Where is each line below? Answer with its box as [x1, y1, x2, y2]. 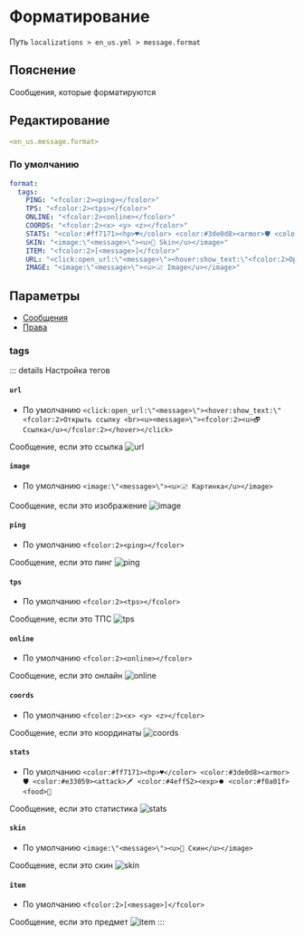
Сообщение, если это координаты [9, 727, 142, 738]
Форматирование [9, 6, 150, 27]
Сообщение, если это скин [9, 860, 113, 871]
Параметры [9, 288, 81, 304]
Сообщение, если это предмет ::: [9, 917, 165, 928]
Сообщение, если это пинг [9, 557, 113, 568]
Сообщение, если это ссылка [9, 441, 124, 452]
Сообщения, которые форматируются [9, 86, 157, 97]
